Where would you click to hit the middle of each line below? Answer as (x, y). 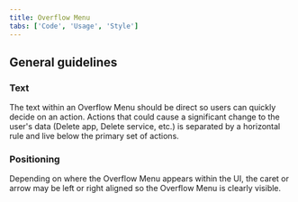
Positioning (35, 160)
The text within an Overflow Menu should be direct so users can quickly (143, 108)
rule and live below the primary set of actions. (95, 136)
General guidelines (63, 62)
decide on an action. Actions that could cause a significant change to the (145, 117)
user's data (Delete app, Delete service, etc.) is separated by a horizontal (145, 127)
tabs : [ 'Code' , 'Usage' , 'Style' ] (74, 26)
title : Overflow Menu (50, 18)
